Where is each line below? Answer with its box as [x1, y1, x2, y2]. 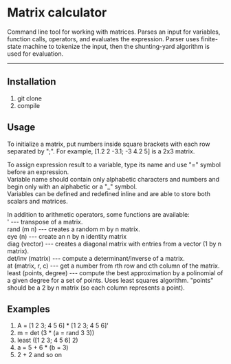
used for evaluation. [7, 50, 64, 58]
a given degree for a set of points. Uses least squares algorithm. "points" [7, 276, 214, 284]
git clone [16, 94, 43, 103]
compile [16, 101, 40, 109]
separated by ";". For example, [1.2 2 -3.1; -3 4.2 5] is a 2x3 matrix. [7, 147, 195, 156]
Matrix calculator [7, 5, 107, 21]
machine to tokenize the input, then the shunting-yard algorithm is [23, 42, 210, 50]
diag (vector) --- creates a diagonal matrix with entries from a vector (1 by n [7, 239, 222, 248]
